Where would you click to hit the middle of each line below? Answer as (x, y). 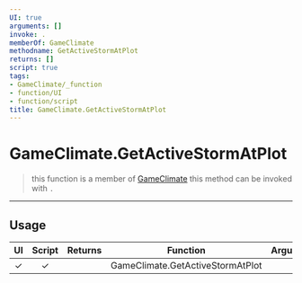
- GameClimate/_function (56, 84)
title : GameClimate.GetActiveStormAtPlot (88, 110)
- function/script (44, 101)
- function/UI (36, 93)
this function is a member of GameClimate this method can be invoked (161, 179)
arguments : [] (36, 26)
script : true (34, 68)
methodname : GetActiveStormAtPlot (74, 51)
